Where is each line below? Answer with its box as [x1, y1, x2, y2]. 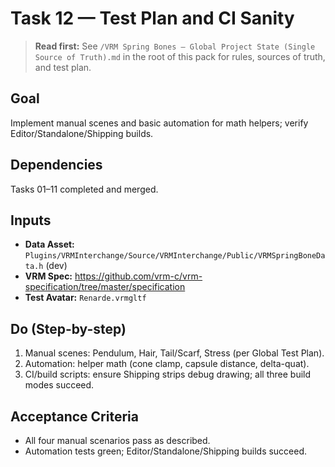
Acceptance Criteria [10, 408, 139, 425]
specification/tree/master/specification [24, 281, 186, 293]
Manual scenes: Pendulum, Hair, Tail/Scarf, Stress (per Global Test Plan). [24, 347, 325, 359]
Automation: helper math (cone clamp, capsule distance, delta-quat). [24, 358, 310, 370]
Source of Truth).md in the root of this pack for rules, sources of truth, [34, 50, 326, 62]
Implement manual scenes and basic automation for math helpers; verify [10, 117, 309, 129]
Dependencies [10, 157, 103, 174]
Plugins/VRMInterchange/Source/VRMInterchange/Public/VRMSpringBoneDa [24, 251, 326, 261]
